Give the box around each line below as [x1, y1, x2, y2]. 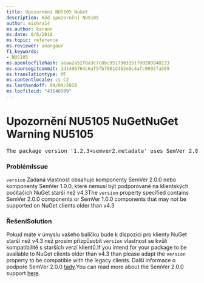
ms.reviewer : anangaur [6, 43, 64, 49]
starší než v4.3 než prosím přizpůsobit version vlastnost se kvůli [6, 237, 168, 245]
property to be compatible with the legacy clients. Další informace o [6, 257, 176, 264]
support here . [6, 270, 41, 277]
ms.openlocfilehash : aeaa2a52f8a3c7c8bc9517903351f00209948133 [6, 60, 170, 66]
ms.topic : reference [6, 37, 59, 43]
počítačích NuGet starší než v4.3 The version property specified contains [6, 189, 189, 197]
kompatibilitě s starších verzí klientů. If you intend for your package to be [6, 244, 187, 251]
